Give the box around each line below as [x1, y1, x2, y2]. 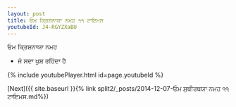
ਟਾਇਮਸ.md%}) [7, 92, 49, 101]
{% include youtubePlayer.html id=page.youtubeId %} [7, 71, 164, 80]
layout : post [7, 10, 46, 18]
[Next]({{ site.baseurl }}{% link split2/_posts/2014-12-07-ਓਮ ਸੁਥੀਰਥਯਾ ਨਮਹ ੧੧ [7, 84, 230, 93]
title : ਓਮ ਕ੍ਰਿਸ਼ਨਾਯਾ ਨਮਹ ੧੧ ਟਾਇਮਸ [7, 17, 104, 24]
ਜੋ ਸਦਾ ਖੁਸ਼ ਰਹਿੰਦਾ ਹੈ [17, 57, 67, 65]
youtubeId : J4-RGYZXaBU [7, 23, 77, 30]
